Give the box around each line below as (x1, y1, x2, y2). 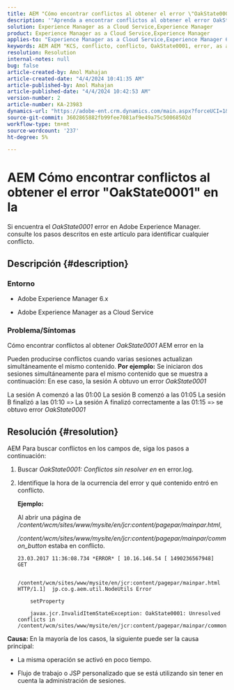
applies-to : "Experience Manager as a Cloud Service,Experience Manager (7, 36, 223, 43)
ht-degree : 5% (7, 133, 49, 140)
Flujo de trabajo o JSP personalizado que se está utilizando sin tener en (17, 668, 224, 677)
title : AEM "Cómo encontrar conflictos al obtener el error (7, 10, 186, 17)
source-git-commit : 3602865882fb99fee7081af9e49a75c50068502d (7, 114, 192, 121)
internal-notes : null (7, 56, 70, 63)
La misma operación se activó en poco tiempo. (17, 655, 152, 663)
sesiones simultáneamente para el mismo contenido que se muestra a (7, 369, 208, 378)
